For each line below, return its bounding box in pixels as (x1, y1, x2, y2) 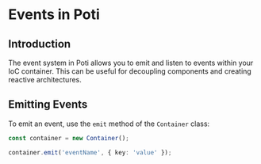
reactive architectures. (8, 75, 82, 84)
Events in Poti (8, 6, 101, 24)
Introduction (8, 37, 71, 51)
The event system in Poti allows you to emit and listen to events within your (8, 58, 254, 67)
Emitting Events (8, 97, 88, 112)
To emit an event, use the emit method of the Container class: (8, 119, 210, 128)
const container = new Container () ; (8, 134, 129, 142)
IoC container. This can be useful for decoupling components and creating (8, 67, 251, 76)
